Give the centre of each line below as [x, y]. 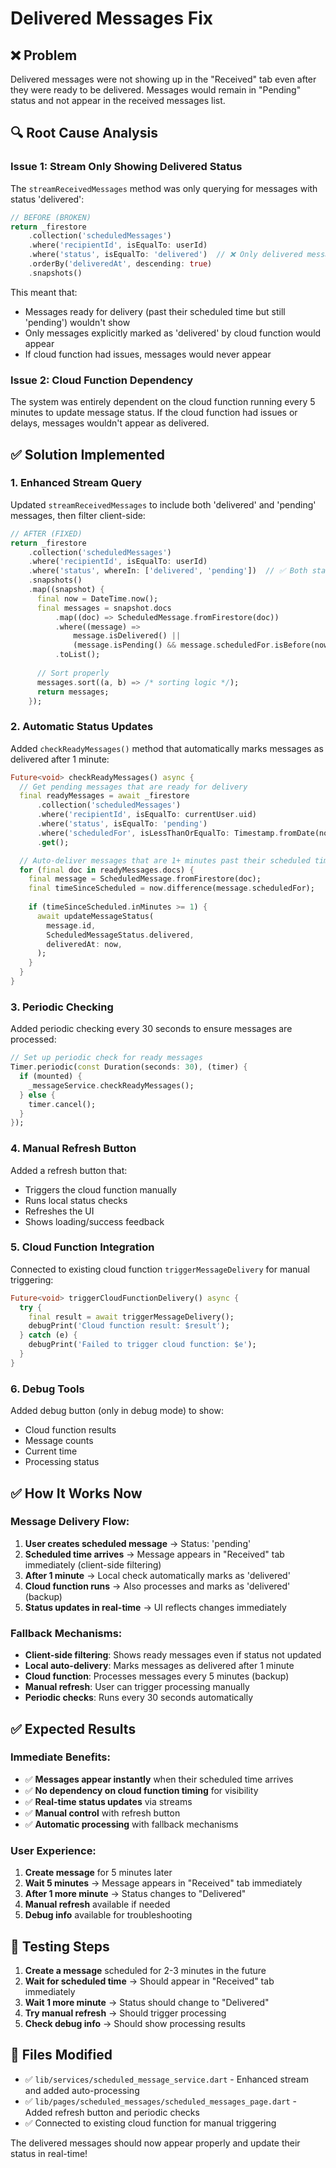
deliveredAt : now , [84, 944]
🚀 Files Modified [61, 2055]
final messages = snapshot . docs [104, 608]
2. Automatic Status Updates [82, 727]
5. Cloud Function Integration [82, 1247]
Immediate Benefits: [60, 1757]
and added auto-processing [82, 2090]
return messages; [73, 692]
